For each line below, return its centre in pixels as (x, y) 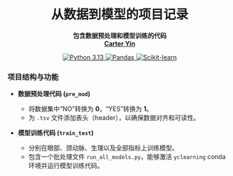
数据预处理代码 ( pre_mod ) (54, 94)
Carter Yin (120, 43)
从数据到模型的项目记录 (120, 15)
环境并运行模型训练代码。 (66, 166)
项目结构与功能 (33, 77)
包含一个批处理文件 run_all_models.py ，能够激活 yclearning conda (127, 157)
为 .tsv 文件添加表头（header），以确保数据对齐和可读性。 (114, 118)
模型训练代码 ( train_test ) (56, 133)
